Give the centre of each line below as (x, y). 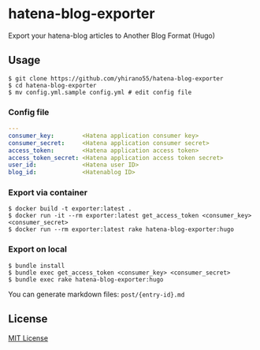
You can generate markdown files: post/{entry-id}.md (97, 294)
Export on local (37, 249)
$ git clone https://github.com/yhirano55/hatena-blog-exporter (116, 78)
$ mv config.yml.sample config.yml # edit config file (100, 92)
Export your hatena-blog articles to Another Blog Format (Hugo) (111, 35)
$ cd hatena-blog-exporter (52, 85)
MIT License (28, 338)
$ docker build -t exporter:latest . (70, 209)
